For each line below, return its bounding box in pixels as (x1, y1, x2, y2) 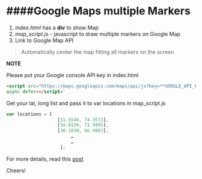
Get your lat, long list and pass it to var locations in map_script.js (6, 99, 166, 107)
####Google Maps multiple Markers (6, 4, 191, 18)
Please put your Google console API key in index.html (6, 71, 139, 78)
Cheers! (6, 166, 26, 174)
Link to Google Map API (14, 37, 74, 44)
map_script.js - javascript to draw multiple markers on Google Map (14, 30, 180, 37)
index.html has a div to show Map (14, 24, 99, 31)
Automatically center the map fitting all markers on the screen (20, 48, 174, 55)
